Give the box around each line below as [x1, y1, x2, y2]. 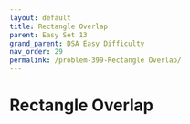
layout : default [9, 13, 71, 23]
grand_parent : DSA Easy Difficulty [9, 38, 145, 48]
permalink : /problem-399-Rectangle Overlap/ [9, 56, 182, 65]
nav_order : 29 [9, 47, 64, 57]
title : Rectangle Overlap [9, 22, 108, 31]
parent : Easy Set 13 [9, 30, 89, 39]
